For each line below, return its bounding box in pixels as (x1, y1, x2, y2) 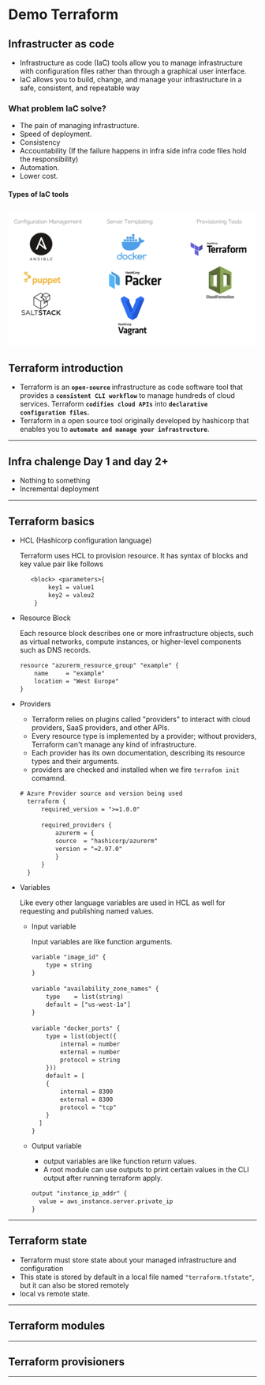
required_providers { (40, 821, 112, 829)
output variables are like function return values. (43, 1156, 197, 1166)
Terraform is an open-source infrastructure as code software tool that (19, 382, 243, 392)
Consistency (19, 138, 61, 147)
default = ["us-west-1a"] (46, 1001, 132, 1008)
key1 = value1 (48, 583, 95, 591)
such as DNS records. (19, 645, 91, 654)
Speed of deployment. (19, 129, 92, 139)
